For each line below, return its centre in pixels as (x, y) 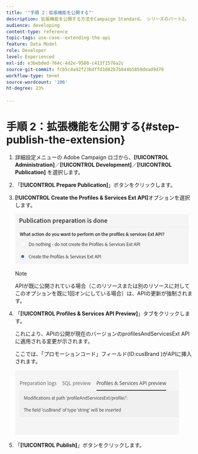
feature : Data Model (32, 44)
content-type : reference (37, 32)
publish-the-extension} (66, 140)
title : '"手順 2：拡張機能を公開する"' (50, 13)
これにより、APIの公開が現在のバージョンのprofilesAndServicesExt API (102, 333)
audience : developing (33, 25)
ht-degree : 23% (25, 89)
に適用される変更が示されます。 (54, 341)
